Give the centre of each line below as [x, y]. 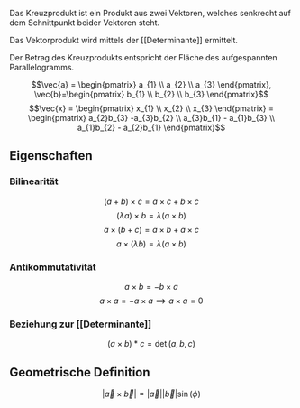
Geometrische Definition [80, 372]
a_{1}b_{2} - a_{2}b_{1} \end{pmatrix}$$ [151, 127]
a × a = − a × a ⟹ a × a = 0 [151, 301]
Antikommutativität [53, 267]
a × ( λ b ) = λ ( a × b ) [151, 244]
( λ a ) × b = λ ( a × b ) [151, 215]
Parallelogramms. [42, 67]
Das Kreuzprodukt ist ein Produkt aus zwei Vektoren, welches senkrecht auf [150, 13]
